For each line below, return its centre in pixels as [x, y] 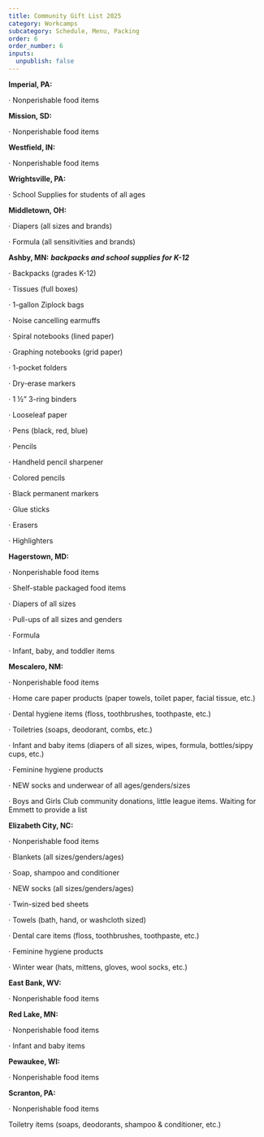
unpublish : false [45, 62]
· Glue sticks [29, 509]
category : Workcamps [43, 24]
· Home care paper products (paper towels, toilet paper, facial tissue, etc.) [132, 698]
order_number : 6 [36, 46]
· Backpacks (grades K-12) [52, 273]
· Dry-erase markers [42, 383]
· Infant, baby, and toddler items [62, 651]
